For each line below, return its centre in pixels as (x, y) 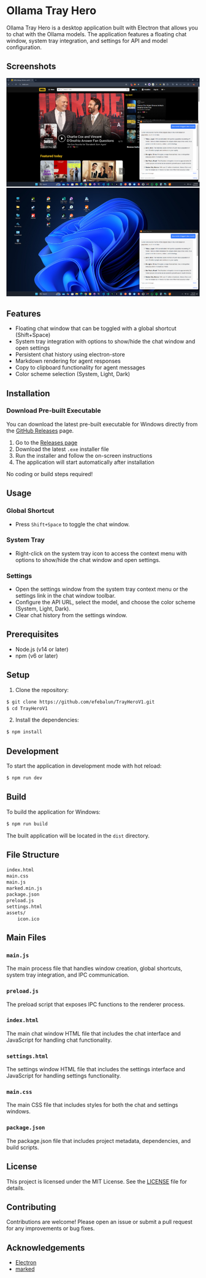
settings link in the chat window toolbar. (65, 596)
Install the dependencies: (47, 720)
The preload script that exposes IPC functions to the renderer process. (96, 1004)
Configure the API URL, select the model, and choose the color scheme (105, 602)
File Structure (33, 855)
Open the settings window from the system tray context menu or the (101, 589)
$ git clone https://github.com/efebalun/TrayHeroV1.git (81, 702)
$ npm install (25, 732)
